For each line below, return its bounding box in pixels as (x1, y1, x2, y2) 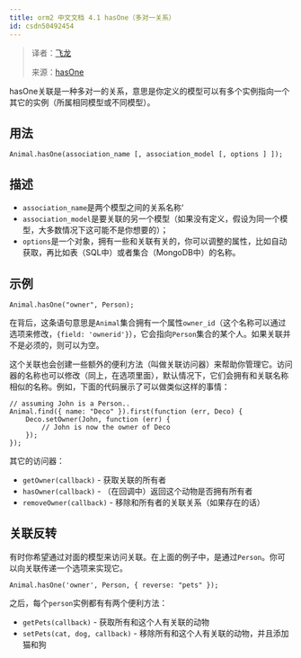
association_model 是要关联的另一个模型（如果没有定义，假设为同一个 (22, 213, 280, 225)
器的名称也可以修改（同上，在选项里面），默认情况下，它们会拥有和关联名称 (9, 369, 289, 380)
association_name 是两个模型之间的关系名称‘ (22, 202, 184, 213)
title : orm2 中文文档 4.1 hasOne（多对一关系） (9, 13, 176, 22)
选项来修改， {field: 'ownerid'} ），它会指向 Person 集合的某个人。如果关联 (9, 328, 283, 339)
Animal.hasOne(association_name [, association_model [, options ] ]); (9, 150, 283, 159)
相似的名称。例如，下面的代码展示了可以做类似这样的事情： (9, 381, 230, 392)
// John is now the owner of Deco (41, 422, 171, 431)
